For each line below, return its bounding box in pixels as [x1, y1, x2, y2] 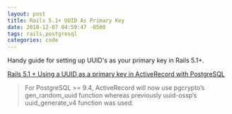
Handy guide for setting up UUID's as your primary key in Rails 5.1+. [7, 56, 204, 64]
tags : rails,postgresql [7, 30, 78, 38]
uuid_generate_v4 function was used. [24, 98, 134, 107]
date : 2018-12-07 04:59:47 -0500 [7, 23, 106, 30]
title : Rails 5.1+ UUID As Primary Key [7, 17, 125, 24]
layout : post [7, 10, 46, 18]
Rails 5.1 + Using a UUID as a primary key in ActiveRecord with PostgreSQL [7, 70, 225, 79]
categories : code [7, 37, 59, 44]
